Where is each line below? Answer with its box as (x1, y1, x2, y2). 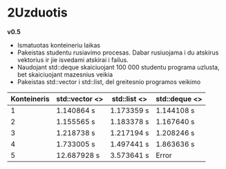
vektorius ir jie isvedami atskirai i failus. (17, 55, 129, 63)
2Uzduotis (7, 5, 68, 21)
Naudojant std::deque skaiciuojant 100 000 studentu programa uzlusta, (17, 63, 220, 71)
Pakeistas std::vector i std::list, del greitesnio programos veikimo (17, 77, 201, 86)
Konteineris (10, 94, 50, 103)
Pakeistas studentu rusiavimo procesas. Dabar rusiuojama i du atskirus (17, 48, 219, 57)
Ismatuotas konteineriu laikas (17, 41, 101, 49)
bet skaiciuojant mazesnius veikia (17, 70, 113, 79)
